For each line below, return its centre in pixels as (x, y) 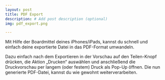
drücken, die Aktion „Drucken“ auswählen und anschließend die (70, 62)
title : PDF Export (24, 14)
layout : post (19, 10)
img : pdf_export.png (27, 23)
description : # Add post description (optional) (56, 19)
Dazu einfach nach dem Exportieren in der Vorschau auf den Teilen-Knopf (81, 57)
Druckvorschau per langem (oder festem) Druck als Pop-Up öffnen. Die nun (83, 67)
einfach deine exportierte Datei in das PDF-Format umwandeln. (70, 47)
